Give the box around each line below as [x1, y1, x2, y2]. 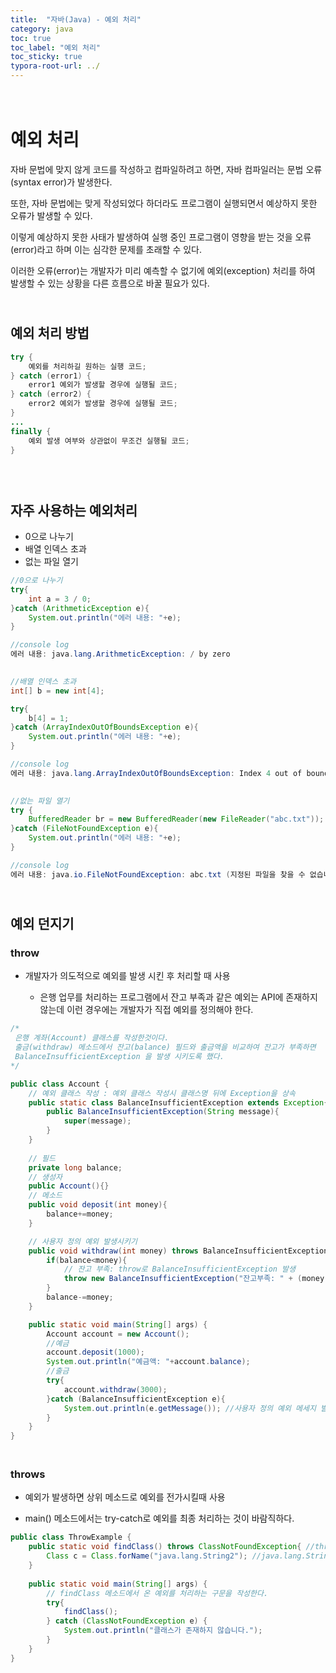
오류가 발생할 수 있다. [10, 209, 93, 221]
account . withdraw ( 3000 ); [63, 1384, 168, 1395]
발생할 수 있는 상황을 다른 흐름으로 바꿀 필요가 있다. [10, 277, 210, 289]
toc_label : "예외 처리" [10, 42, 102, 53]
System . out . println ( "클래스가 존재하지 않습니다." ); [63, 1626, 263, 1636]
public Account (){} [28, 1181, 110, 1191]
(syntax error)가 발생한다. [10, 176, 113, 188]
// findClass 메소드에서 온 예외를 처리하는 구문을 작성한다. [46, 1588, 269, 1598]
